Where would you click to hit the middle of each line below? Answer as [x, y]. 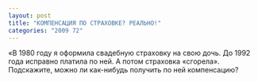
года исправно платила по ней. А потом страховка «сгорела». [114, 61]
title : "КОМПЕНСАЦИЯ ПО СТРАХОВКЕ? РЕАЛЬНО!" [85, 23]
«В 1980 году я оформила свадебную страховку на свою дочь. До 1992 [129, 53]
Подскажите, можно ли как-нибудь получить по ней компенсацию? [124, 70]
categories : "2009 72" [46, 30]
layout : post [30, 16]
